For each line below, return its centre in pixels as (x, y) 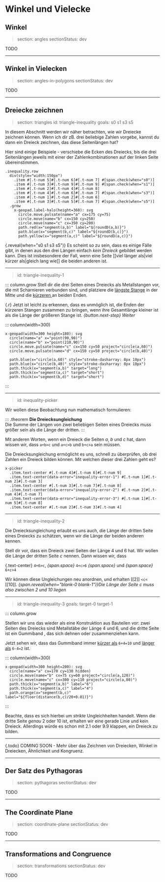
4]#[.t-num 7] (28, 494)
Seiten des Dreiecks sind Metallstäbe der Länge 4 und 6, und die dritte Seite (82, 628)
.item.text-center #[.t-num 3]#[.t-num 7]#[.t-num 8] (66, 486)
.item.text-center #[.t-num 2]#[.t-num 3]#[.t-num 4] (66, 507)
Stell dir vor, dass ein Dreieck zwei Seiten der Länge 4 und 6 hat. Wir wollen (82, 550)
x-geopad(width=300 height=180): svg (44, 334)
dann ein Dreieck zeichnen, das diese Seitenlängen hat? (62, 142)
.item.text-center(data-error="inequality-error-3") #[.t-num (74, 498)
